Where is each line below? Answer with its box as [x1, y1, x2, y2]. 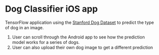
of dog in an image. [5, 24, 44, 30]
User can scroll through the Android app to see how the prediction [12, 34, 145, 40]
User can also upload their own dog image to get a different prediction [12, 44, 153, 50]
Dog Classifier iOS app [5, 3, 98, 15]
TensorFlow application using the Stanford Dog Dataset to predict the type [5, 19, 154, 25]
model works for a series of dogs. [12, 39, 80, 45]
